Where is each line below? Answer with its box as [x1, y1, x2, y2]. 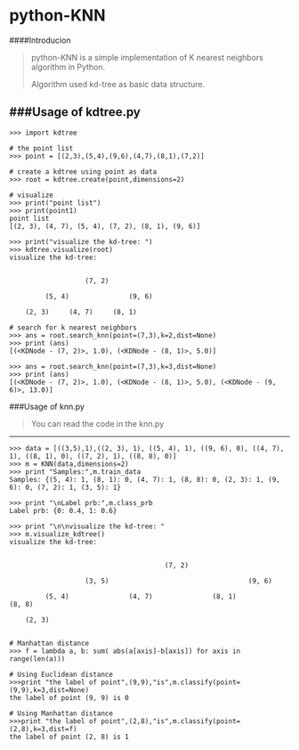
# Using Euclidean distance [9, 670, 114, 679]
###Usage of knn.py [9, 401, 85, 412]
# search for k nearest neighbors [9, 322, 138, 332]
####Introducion [9, 35, 71, 45]
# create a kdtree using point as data [9, 167, 158, 176]
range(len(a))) [9, 654, 66, 664]
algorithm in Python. [30, 61, 106, 72]
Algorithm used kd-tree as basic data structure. [30, 78, 206, 89]
